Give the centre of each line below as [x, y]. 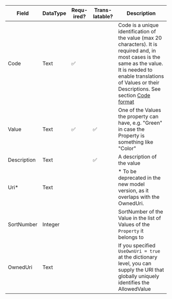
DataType [55, 13]
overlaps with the [139, 197]
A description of [137, 157]
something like [136, 142]
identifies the [134, 282]
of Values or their [139, 83]
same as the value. [141, 63]
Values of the [134, 224]
